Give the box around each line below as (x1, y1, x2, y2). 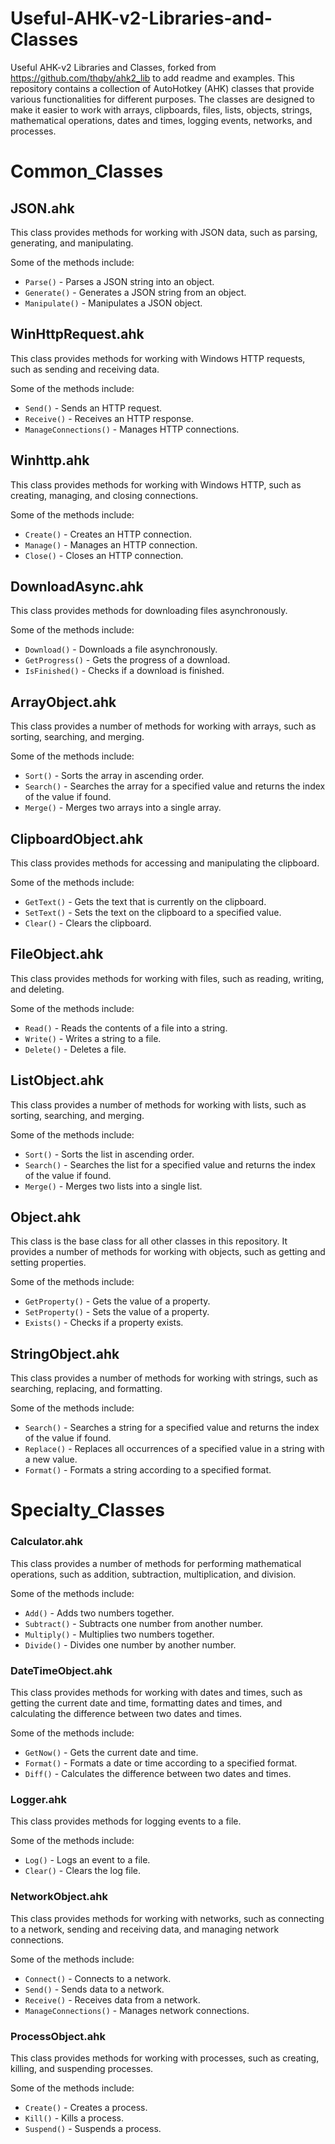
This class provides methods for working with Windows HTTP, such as (10, 478, 302, 491)
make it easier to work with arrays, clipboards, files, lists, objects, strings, (10, 103, 313, 116)
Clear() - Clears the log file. (24, 1865, 142, 1877)
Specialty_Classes (10, 1499, 165, 1522)
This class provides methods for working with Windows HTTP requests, (10, 352, 306, 364)
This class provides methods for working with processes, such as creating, (10, 2052, 320, 2064)
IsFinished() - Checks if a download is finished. (24, 665, 225, 677)
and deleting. (10, 983, 65, 995)
